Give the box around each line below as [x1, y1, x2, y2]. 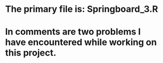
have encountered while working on [5, 37, 157, 48]
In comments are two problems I [5, 26, 141, 38]
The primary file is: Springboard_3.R [5, 3, 159, 15]
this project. [5, 47, 56, 59]
